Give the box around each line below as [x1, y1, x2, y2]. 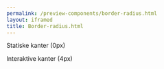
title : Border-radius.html [6, 23, 84, 29]
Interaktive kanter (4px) [6, 55, 73, 63]
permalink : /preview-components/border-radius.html [6, 10, 157, 17]
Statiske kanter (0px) [6, 42, 66, 50]
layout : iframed [6, 16, 53, 23]
